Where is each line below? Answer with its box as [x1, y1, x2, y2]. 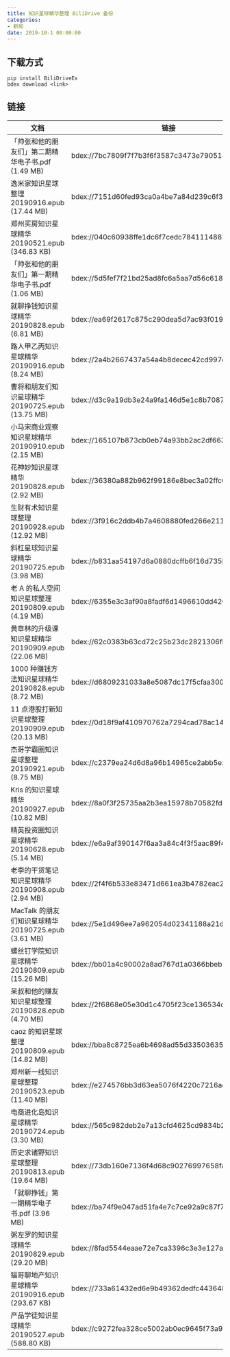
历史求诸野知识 [10, 1147, 60, 1157]
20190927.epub [10, 804, 65, 814]
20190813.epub [10, 1167, 65, 1177]
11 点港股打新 [10, 704, 56, 713]
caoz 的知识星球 [10, 1026, 63, 1036]
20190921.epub [10, 764, 65, 773]
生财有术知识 [10, 502, 53, 512]
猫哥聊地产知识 [10, 1270, 60, 1279]
